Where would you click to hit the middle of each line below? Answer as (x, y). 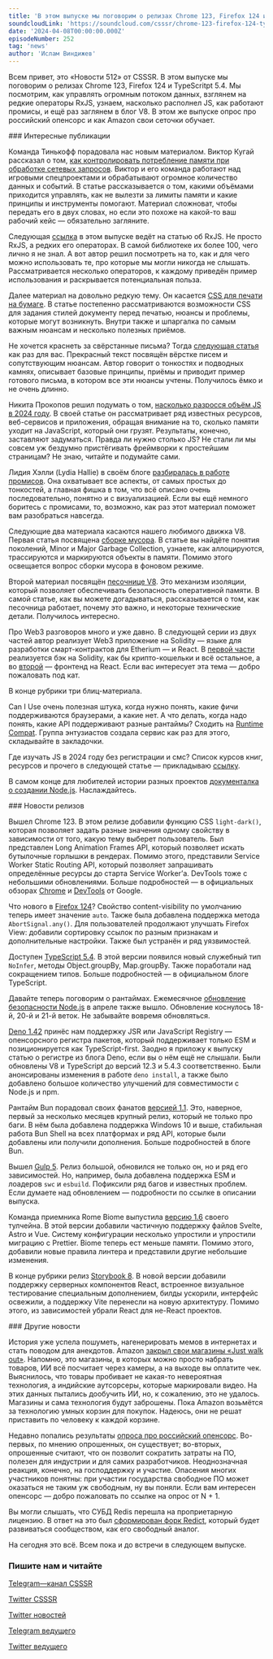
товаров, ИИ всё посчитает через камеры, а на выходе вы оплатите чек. (135, 1368)
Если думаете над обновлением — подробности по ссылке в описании (132, 1193)
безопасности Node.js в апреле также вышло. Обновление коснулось (130, 1007)
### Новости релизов (46, 806)
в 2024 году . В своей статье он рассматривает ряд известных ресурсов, (135, 413)
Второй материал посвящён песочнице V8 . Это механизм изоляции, (127, 581)
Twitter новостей (37, 1615)
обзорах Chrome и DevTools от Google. (76, 890)
